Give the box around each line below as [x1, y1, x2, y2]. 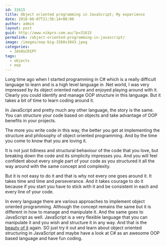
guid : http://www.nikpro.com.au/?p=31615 [5, 30, 92, 35]
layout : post [5, 26, 32, 31]
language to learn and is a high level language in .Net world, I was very [5, 82, 150, 87]
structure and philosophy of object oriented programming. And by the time [5, 133, 158, 139]
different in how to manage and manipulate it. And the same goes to [5, 209, 144, 215]
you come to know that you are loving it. [5, 138, 87, 144]
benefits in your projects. [5, 118, 56, 124]
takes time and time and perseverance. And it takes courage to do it [5, 178, 144, 184]
